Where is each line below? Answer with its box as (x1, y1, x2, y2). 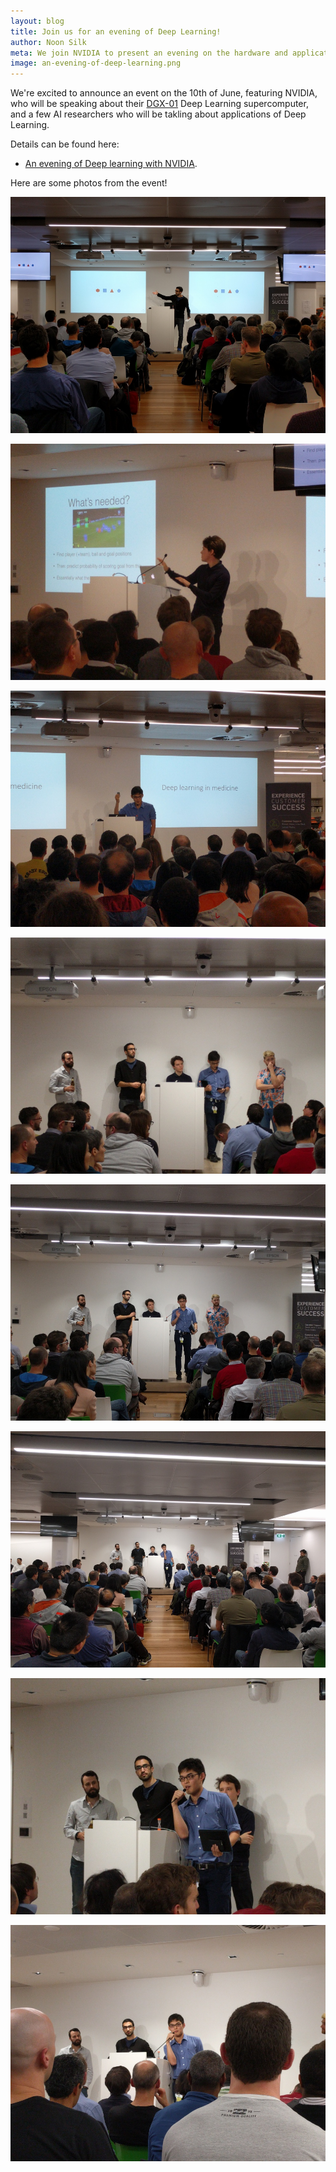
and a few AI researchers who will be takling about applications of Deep (10, 108, 307, 120)
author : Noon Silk (10, 37, 87, 47)
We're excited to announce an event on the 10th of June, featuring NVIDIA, (10, 87, 318, 99)
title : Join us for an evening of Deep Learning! (10, 26, 222, 37)
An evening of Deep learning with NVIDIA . (24, 158, 198, 170)
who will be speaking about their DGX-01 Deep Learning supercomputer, (10, 98, 309, 110)
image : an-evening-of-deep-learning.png (10, 58, 182, 69)
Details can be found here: (10, 138, 120, 150)
